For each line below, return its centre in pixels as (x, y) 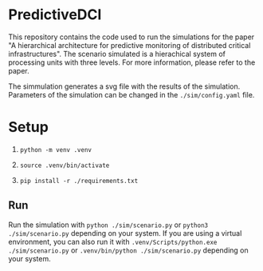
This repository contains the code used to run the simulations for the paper (131, 37)
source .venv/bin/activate (65, 165)
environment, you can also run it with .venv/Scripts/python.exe (113, 241)
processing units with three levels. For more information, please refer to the (132, 62)
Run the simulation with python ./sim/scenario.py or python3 (108, 225)
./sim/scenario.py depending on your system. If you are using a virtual (125, 233)
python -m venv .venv (55, 149)
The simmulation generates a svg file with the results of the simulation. (124, 86)
